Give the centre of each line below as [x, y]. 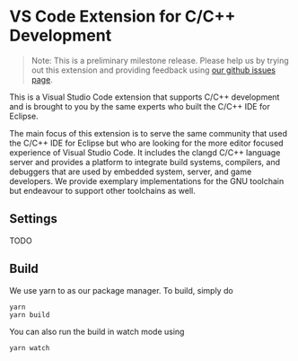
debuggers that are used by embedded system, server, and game [131, 172]
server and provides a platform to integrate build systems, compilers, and [145, 162]
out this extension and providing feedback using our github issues [153, 70]
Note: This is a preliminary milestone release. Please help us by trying [160, 60]
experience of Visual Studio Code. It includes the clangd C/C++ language [145, 152]
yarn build [30, 315]
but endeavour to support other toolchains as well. [102, 190]
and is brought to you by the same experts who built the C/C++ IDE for [140, 106]
